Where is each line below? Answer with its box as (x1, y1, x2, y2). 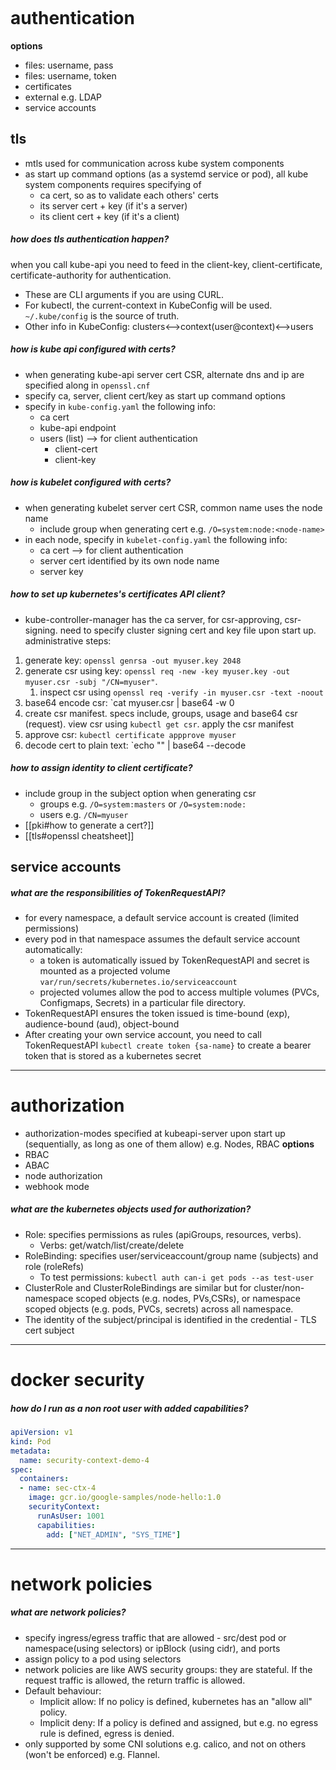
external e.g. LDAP (24, 91, 103, 103)
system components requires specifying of (24, 178, 202, 190)
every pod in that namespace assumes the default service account (24, 933, 301, 945)
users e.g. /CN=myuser (39, 808, 129, 820)
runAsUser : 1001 (36, 1511, 105, 1521)
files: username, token (24, 69, 117, 82)
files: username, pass (24, 59, 114, 71)
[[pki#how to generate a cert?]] (24, 819, 155, 831)
